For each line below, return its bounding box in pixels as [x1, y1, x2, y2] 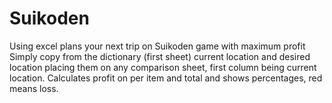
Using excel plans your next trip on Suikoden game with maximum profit [9, 40, 306, 52]
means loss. [9, 82, 59, 94]
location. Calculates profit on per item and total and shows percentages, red [9, 72, 323, 84]
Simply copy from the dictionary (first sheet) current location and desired [9, 50, 311, 62]
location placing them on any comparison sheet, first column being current [9, 61, 317, 73]
